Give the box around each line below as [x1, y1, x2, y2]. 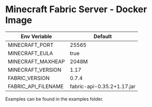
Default [93, 33, 112, 40]
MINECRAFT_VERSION [8, 66, 62, 73]
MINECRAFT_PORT [8, 41, 54, 48]
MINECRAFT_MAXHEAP [8, 58, 65, 65]
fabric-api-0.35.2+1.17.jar [70, 83, 136, 90]
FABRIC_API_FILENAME [8, 83, 64, 90]
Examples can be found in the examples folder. [5, 96, 104, 102]
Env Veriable [20, 33, 52, 40]
